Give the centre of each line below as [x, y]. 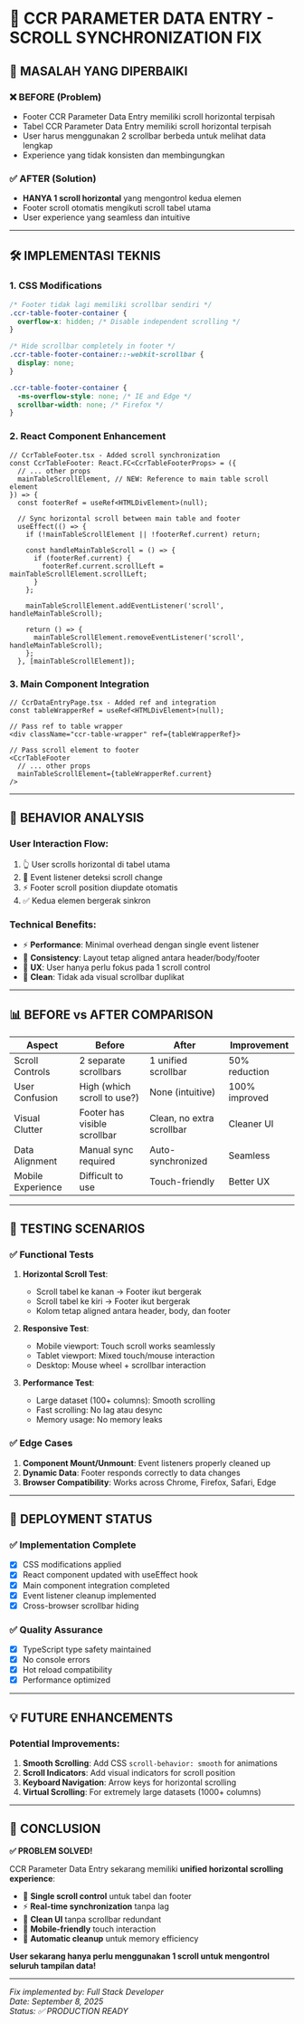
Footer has [102, 1112]
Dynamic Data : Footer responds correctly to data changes [132, 1472]
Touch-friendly [182, 1181]
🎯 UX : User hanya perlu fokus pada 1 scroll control [116, 967]
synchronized [178, 1161]
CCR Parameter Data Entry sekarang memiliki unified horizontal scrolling [146, 1868]
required [97, 1161]
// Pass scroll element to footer [75, 750]
